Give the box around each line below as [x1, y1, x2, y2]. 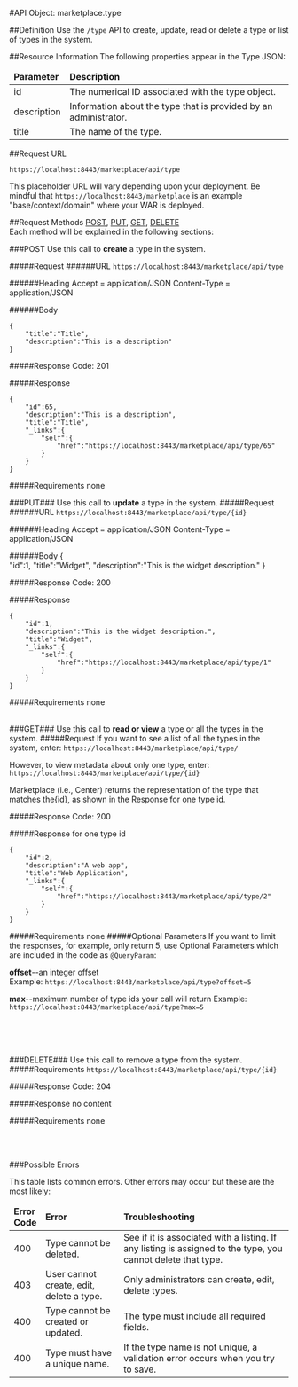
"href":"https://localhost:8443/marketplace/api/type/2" [56, 892, 272, 901]
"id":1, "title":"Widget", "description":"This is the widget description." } [9, 560, 266, 570]
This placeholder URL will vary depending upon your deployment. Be [9, 181, 261, 192]
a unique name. [45, 1358, 110, 1369]
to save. [123, 1363, 157, 1375]
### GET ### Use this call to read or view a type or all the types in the [9, 724, 263, 734]
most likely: [9, 1186, 51, 1196]
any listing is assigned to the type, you [123, 1242, 283, 1254]
